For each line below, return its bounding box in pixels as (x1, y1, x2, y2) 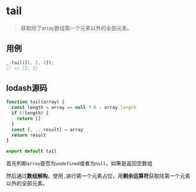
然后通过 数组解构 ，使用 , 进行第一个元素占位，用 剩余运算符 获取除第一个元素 (6, 172, 191, 180)
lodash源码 (6, 83, 47, 93)
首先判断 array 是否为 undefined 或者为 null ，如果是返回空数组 (6, 160, 153, 167)
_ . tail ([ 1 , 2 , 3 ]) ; (6, 59, 54, 66)
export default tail (6, 148, 57, 155)
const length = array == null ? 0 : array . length (11, 105, 136, 111)
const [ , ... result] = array (11, 126, 83, 133)
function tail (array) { (6, 99, 65, 105)
